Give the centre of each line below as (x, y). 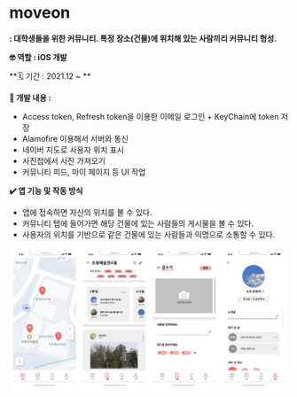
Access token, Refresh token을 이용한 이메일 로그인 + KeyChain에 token (150, 116)
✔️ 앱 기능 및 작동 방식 (46, 191)
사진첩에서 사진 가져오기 (64, 160)
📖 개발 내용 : (30, 97)
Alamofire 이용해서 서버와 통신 (75, 138)
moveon (40, 13)
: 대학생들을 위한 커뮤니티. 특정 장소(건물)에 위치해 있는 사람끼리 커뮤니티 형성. (143, 38)
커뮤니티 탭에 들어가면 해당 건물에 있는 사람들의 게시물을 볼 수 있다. (138, 223)
